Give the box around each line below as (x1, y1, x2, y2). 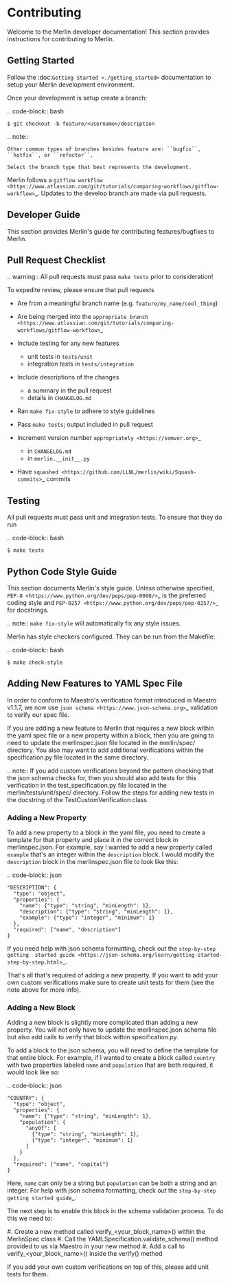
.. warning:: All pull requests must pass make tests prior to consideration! (7, 273, 214, 281)
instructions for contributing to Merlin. (7, 34, 115, 43)
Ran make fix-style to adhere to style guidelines (16, 407, 155, 415)
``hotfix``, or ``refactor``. (7, 151, 94, 159)
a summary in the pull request (27, 386, 112, 395)
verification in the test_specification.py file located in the (7, 781, 167, 789)
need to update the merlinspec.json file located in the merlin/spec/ (7, 738, 196, 746)
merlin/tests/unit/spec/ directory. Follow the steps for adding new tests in (7, 788, 215, 797)
